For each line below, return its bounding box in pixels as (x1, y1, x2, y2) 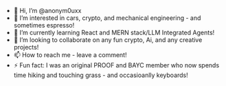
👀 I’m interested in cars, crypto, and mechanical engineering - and (13, 14, 201, 22)
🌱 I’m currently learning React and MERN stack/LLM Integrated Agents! (13, 28, 215, 36)
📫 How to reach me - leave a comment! (13, 51, 127, 58)
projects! (13, 43, 39, 51)
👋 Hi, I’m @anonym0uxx (13, 7, 82, 14)
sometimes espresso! (13, 21, 75, 29)
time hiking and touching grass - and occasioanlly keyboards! (13, 71, 189, 79)
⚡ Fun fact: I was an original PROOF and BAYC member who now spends (13, 61, 220, 69)
